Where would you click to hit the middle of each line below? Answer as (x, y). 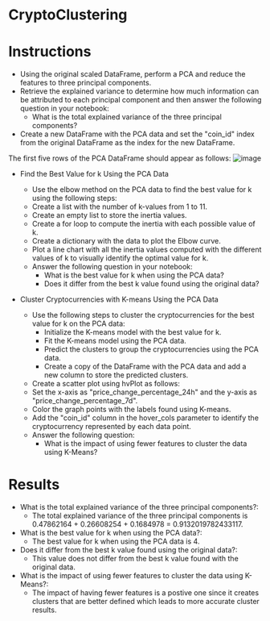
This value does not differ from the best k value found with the (135, 559)
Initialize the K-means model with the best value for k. (133, 332)
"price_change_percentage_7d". (85, 401)
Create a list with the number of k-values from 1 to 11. (119, 206)
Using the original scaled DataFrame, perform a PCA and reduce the (133, 74)
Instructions (50, 52)
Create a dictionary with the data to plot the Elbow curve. (126, 241)
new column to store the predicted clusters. (116, 375)
